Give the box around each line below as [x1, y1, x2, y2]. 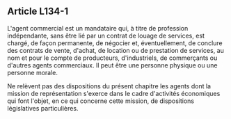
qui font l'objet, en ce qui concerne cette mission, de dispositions [7, 97, 195, 105]
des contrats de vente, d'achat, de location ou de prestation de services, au [7, 46, 224, 54]
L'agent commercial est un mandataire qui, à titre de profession [7, 24, 189, 32]
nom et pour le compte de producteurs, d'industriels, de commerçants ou [7, 54, 218, 62]
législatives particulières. [7, 104, 79, 112]
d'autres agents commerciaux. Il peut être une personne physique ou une [7, 61, 218, 69]
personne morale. [7, 68, 58, 77]
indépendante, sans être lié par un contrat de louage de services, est [7, 31, 205, 40]
